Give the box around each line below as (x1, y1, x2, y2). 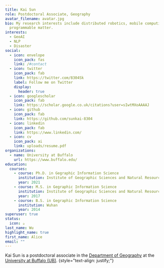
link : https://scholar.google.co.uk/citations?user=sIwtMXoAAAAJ (14, 103, 150, 108)
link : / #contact (14, 62, 47, 67)
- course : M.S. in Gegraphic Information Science (14, 184, 117, 189)
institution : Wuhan (18, 202, 58, 208)
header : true (18, 89, 45, 94)
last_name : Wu (5, 225, 34, 230)
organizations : (5, 148, 36, 153)
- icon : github (9, 107, 41, 112)
